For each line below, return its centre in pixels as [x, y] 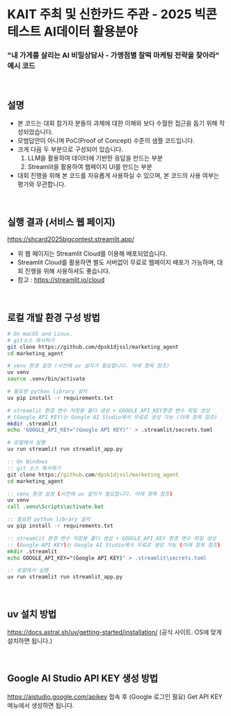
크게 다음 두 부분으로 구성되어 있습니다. [70, 149]
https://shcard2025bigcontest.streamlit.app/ [71, 239]
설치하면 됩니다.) [30, 641]
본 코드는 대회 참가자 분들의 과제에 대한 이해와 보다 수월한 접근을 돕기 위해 [117, 124]
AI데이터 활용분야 [90, 32]
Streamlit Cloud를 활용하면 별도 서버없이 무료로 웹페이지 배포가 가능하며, [116, 262]
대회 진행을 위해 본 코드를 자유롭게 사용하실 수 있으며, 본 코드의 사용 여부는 [118, 176]
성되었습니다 [34, 132]
